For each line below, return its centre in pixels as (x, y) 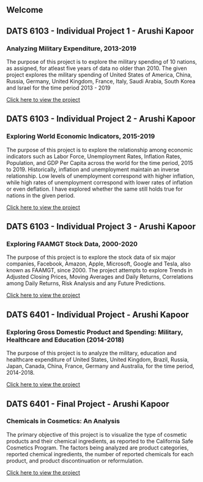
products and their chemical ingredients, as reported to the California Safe (100, 441)
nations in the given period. (41, 195)
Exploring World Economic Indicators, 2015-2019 (81, 136)
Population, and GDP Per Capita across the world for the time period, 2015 (100, 163)
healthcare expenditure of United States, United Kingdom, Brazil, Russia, (98, 360)
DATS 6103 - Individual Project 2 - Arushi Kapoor (101, 119)
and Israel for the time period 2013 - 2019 (59, 88)
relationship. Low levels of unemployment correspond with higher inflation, (101, 176)
